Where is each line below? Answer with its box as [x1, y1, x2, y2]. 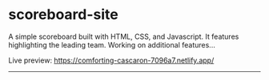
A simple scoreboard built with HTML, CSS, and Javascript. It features [8, 32, 239, 41]
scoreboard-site [8, 6, 118, 24]
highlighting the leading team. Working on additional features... [8, 40, 216, 49]
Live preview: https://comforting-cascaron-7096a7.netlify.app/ [8, 55, 215, 65]
